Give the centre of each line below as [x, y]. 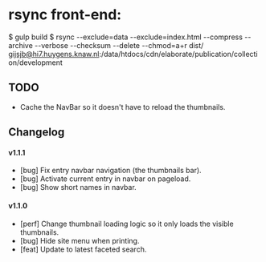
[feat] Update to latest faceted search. [83, 249]
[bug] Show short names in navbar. [78, 187]
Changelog [37, 133]
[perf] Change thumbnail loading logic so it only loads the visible [127, 224]
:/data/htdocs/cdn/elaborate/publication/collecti [179, 54]
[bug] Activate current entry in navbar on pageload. [105, 179]
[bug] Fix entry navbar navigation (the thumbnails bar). [111, 171]
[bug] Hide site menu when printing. [80, 240]
